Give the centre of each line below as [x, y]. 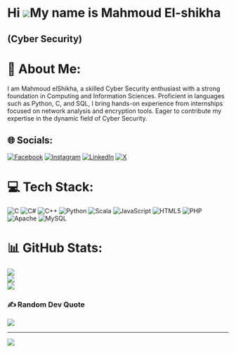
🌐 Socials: [30, 140]
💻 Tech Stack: [51, 187]
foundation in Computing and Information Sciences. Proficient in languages [116, 95]
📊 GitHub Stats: [55, 248]
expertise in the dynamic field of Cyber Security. [77, 118]
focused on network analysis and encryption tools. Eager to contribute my [114, 111]
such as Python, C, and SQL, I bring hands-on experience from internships [115, 103]
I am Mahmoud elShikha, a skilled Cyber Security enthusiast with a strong [114, 88]
